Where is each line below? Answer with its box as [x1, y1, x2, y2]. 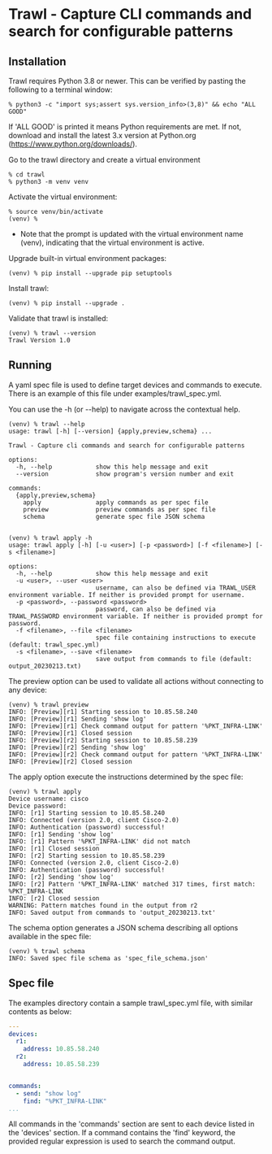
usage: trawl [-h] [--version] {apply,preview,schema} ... [8, 427, 213, 435]
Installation [8, 54, 67, 68]
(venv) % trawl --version [8, 329, 96, 337]
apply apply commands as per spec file [23, 498, 209, 507]
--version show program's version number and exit [15, 469, 234, 478]
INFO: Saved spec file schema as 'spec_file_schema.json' [8, 954, 209, 962]
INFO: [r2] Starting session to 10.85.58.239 [8, 851, 165, 860]
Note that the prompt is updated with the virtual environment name [19, 229, 244, 238]
